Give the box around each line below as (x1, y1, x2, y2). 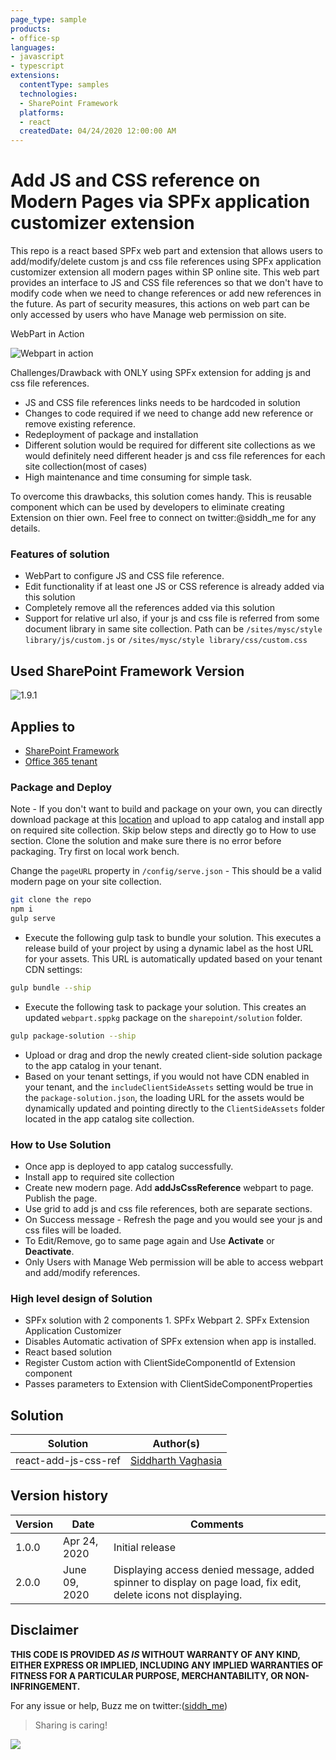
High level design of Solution (10, 1291, 153, 1305)
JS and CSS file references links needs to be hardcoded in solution (24, 397, 301, 409)
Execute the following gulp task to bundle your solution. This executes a (24, 931, 322, 943)
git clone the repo (10, 895, 92, 905)
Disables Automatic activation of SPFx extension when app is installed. (24, 1336, 317, 1348)
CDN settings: (24, 963, 83, 975)
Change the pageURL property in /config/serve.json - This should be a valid (10, 865, 322, 877)
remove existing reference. (24, 418, 136, 430)
